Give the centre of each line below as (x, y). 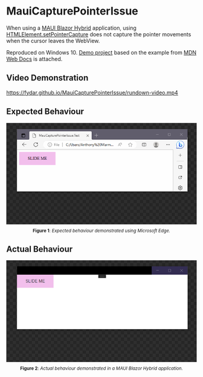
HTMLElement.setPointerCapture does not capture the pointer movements (99, 34)
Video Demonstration (47, 78)
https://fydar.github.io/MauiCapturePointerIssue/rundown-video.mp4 (92, 93)
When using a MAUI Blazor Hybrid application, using (72, 28)
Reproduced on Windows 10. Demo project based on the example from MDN (101, 52)
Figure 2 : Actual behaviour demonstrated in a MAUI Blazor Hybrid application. (101, 368)
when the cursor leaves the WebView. (53, 41)
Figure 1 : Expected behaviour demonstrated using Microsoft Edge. (101, 231)
